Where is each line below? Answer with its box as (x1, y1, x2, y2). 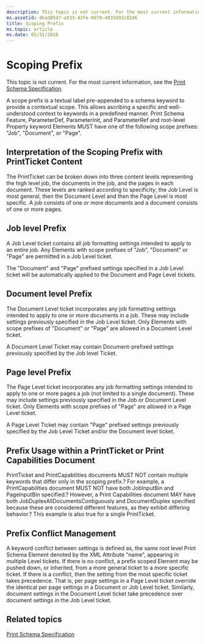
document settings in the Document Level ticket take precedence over (6, 589, 183, 597)
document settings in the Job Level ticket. (6, 596, 112, 604)
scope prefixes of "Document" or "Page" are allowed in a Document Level (6, 324, 192, 331)
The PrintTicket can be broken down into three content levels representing (6, 173, 193, 180)
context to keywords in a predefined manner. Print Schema (36, 110, 185, 117)
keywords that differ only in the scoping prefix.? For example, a (6, 478, 165, 485)
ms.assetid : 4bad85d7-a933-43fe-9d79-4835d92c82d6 (6, 15, 138, 21)
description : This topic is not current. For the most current (6, 9, 171, 15)
